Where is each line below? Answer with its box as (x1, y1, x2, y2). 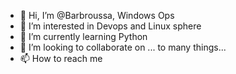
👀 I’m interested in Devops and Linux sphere (19, 20, 202, 32)
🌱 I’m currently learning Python (19, 31, 148, 42)
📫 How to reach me (19, 53, 103, 64)
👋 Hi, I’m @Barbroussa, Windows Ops (19, 10, 175, 21)
